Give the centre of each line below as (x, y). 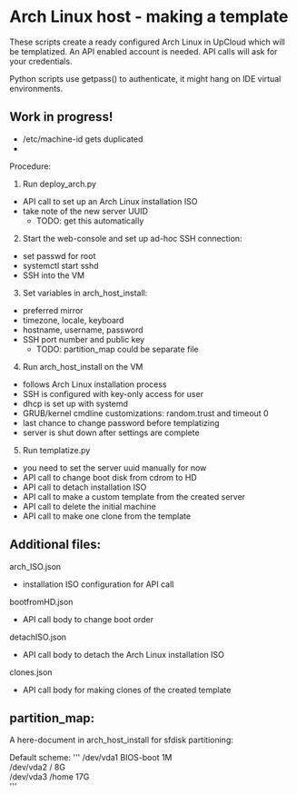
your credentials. (41, 61)
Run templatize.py (56, 450)
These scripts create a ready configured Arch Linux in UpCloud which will (148, 42)
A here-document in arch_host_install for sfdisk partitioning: (122, 740)
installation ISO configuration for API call (98, 584)
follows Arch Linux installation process (94, 384)
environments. (36, 88)
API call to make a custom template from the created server (134, 496)
